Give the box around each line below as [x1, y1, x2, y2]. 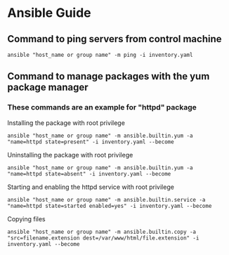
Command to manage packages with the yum [7, 70, 210, 82]
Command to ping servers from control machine [7, 33, 223, 45]
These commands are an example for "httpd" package [7, 103, 197, 112]
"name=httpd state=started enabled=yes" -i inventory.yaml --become [7, 202, 212, 209]
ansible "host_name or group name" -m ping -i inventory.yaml [7, 51, 193, 58]
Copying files [7, 214, 46, 223]
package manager [7, 81, 89, 93]
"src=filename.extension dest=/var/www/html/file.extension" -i [7, 234, 199, 242]
